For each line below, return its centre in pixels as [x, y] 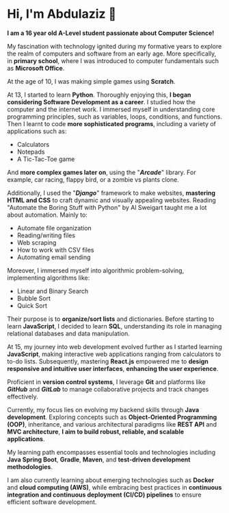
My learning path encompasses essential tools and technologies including [111, 452]
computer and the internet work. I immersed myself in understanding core [111, 109]
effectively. [23, 396]
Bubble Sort [34, 298]
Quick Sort [32, 305]
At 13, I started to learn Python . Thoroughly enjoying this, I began [99, 95]
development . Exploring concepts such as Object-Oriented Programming [112, 417]
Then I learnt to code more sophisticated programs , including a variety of [112, 123]
